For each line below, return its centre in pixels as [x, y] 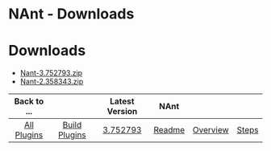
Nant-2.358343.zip [52, 82]
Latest [122, 101]
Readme [169, 130]
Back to [29, 101]
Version [122, 112]
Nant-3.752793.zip [51, 73]
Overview [211, 130]
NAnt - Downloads [71, 14]
